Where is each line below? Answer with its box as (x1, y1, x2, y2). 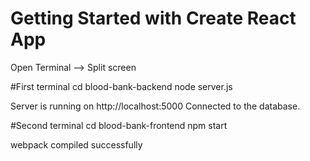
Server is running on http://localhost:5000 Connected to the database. (10, 100, 301, 112)
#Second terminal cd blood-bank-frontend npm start (10, 119, 228, 131)
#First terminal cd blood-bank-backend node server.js (10, 80, 233, 92)
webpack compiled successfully (10, 138, 143, 151)
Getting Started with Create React (10, 7, 297, 30)
